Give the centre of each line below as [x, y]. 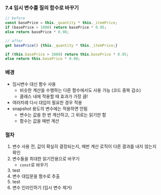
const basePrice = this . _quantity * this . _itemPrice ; [62, 23]
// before [15, 18]
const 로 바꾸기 [34, 165]
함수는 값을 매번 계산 [39, 121]
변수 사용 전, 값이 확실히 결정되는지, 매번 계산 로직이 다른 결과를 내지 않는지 [84, 146]
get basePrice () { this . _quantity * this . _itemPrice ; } [62, 45]
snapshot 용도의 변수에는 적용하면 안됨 [50, 109]
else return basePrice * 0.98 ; [37, 32]
